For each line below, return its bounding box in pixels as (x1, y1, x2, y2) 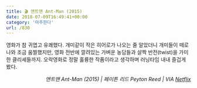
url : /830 (6, 24, 30, 31)
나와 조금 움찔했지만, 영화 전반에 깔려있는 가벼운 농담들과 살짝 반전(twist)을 (6, 49, 178, 56)
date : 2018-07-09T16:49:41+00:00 (6, 14, 88, 20)
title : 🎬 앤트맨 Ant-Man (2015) (6, 8, 83, 15)
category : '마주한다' (6, 19, 54, 25)
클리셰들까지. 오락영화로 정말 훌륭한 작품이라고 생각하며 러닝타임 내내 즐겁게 (12, 56, 186, 63)
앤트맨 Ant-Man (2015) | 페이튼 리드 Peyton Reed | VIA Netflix (45, 76, 191, 83)
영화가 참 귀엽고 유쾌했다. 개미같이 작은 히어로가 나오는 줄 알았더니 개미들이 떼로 (6, 41, 189, 48)
